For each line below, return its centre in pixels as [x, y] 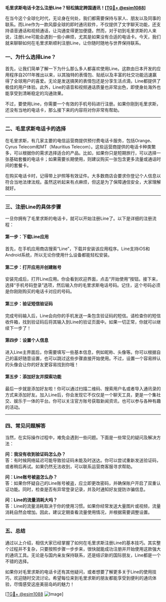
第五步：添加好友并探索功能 [33, 377]
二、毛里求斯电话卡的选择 [36, 129]
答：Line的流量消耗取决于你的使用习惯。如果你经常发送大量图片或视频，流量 [83, 506]
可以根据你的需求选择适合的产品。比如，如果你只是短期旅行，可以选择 [85, 153]
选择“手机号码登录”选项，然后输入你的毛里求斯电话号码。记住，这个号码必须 [83, 285]
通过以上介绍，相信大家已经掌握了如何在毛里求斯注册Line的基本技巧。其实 [81, 543]
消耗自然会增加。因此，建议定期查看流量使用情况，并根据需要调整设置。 [79, 512]
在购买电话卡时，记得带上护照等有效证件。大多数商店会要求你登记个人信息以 [83, 175]
